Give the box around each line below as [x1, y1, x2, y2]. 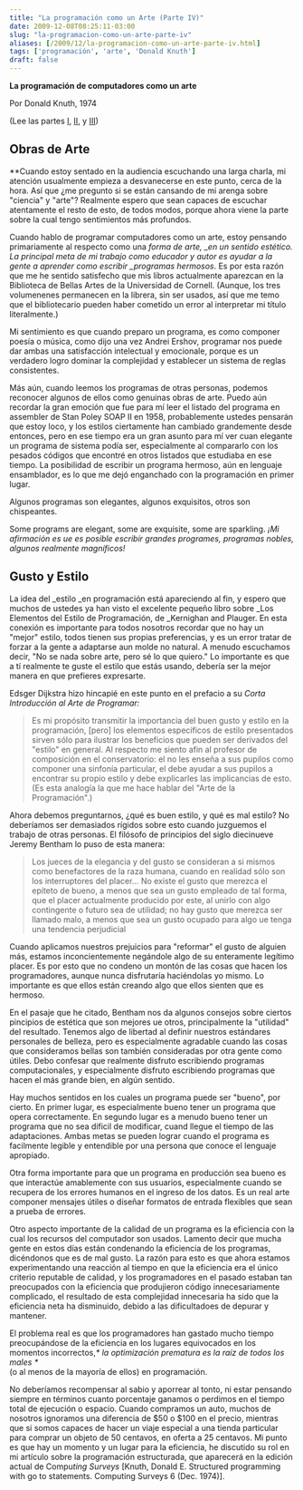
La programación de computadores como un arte [9, 81, 197, 91]
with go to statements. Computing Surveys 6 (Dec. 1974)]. [9, 1470, 225, 1481]
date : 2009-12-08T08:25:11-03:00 [9, 22, 136, 31]
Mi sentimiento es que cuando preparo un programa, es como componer [9, 326, 280, 336]
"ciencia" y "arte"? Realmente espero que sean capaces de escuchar [9, 194, 268, 205]
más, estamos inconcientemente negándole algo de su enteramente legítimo [9, 950, 295, 961]
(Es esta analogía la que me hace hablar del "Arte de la [31, 782, 236, 794]
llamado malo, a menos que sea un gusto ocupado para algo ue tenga [31, 913, 292, 925]
